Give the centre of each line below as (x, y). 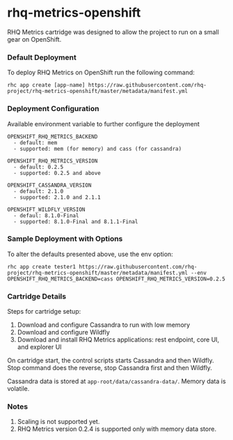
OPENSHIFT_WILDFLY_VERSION (46, 210)
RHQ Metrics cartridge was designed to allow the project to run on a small (113, 32)
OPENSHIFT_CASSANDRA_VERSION (49, 185)
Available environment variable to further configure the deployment (103, 124)
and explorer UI (39, 347)
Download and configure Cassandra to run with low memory (104, 325)
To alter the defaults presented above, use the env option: (90, 254)
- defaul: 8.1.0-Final (46, 215)
